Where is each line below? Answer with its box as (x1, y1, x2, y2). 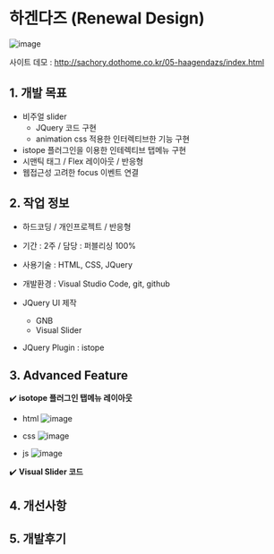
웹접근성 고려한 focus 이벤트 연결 (21, 166, 139, 177)
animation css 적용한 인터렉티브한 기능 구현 (35, 133, 190, 144)
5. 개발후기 (9, 532, 67, 547)
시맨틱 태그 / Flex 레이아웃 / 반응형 (21, 156, 144, 166)
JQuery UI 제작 (21, 297, 78, 308)
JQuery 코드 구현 (35, 122, 97, 132)
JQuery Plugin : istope (21, 342, 105, 353)
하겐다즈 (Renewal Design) (9, 8, 205, 29)
